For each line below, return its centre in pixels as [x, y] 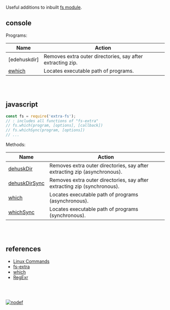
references [23, 249]
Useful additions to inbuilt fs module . [44, 7]
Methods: [16, 144]
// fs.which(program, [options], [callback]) [54, 126]
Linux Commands [31, 261]
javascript [22, 105]
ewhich [17, 71]
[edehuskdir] [24, 59]
